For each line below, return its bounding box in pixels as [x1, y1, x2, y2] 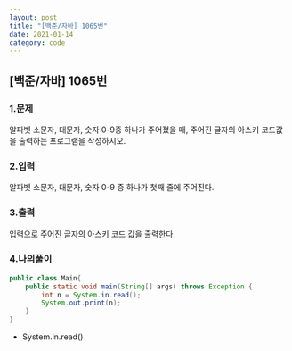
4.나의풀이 [9, 253, 53, 265]
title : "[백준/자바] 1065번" [9, 21, 109, 30]
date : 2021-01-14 [9, 29, 74, 38]
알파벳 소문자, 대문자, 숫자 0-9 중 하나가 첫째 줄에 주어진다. [9, 182, 215, 193]
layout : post [9, 13, 58, 22]
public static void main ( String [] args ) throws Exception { [25, 282, 253, 291]
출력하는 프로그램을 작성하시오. [18, 135, 126, 146]
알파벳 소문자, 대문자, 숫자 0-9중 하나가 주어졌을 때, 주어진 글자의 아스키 [9, 124, 260, 135]
